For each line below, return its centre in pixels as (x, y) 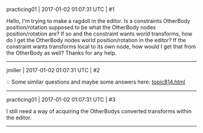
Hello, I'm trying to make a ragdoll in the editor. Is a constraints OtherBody (98, 21)
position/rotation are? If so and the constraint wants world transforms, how (99, 34)
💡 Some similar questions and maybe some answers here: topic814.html (96, 82)
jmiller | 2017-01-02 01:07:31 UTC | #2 (53, 70)
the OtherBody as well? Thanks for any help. (61, 53)
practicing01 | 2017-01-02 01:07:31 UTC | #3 (61, 100)
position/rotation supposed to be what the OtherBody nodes (81, 27)
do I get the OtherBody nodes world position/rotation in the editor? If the (96, 40)
